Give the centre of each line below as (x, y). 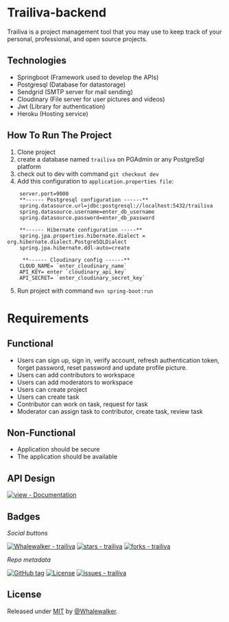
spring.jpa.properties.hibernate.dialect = (83, 236)
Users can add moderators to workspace (75, 382)
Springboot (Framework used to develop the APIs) (88, 77)
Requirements (48, 318)
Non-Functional (41, 433)
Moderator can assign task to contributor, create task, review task (110, 411)
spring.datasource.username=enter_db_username (87, 212)
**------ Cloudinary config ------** (76, 260)
